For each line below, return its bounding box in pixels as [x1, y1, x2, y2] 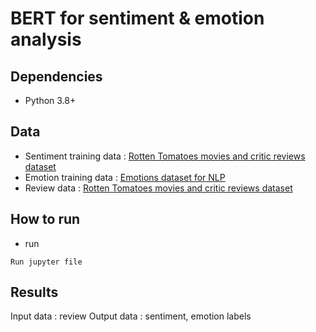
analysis [10, 28, 82, 51]
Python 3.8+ [24, 95, 77, 106]
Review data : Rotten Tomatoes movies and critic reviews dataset [24, 182, 293, 194]
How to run [10, 211, 81, 228]
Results [10, 284, 59, 301]
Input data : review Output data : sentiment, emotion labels [10, 310, 252, 322]
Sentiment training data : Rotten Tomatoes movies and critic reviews [24, 150, 306, 162]
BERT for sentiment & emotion [10, 7, 265, 30]
